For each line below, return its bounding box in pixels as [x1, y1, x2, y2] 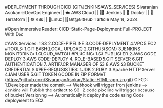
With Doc [5, 31, 24, 37]
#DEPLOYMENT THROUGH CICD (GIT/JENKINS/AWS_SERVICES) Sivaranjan [5, 4, 158, 10]
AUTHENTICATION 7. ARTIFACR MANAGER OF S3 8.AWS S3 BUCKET [5, 61, 145, 67]
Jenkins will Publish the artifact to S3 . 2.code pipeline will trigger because [5, 87, 155, 93]
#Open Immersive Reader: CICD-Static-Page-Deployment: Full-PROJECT [5, 26, 152, 32]
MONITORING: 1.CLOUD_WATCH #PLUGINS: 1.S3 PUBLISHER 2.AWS [5, 51, 143, 56]
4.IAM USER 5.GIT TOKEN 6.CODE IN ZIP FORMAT [5, 72, 106, 77]
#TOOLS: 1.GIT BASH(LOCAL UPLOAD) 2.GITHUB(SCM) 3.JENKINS [5, 46, 141, 52]
